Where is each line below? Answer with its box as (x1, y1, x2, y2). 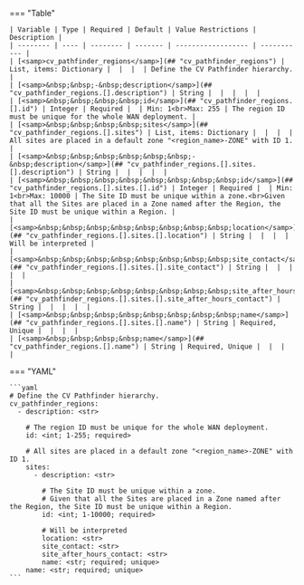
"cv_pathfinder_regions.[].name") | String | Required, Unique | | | (9, 342, 285, 351)
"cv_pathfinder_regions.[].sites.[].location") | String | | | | (25, 231, 290, 240)
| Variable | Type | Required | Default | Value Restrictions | (9, 25, 257, 34)
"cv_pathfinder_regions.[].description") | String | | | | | (9, 89, 261, 98)
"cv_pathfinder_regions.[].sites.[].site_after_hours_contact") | (25, 294, 281, 303)
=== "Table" (9, 8, 56, 18)
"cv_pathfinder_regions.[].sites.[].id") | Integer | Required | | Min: (9, 184, 294, 193)
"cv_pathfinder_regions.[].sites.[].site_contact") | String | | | (25, 263, 294, 272)
